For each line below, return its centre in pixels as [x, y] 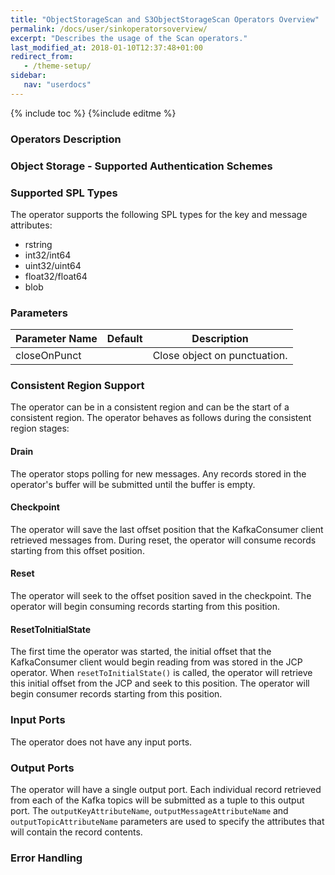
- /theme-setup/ [57, 66]
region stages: [40, 428]
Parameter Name [56, 339]
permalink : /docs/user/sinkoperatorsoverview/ [109, 29]
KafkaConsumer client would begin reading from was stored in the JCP [156, 662]
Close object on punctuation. [220, 356]
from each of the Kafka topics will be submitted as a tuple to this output [157, 800]
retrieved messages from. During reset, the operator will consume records [163, 540]
